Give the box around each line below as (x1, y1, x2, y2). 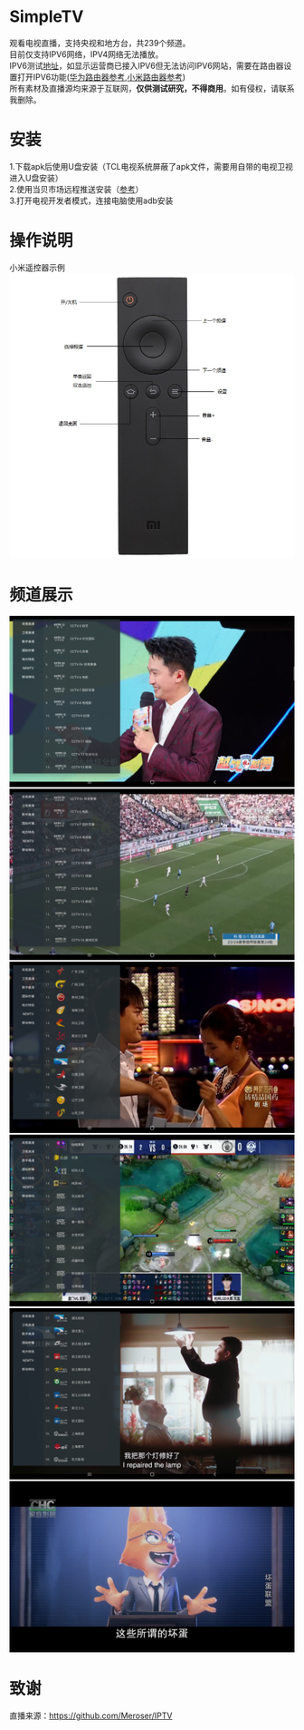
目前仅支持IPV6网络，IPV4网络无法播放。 (9, 48, 164, 60)
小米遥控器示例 (9, 261, 65, 273)
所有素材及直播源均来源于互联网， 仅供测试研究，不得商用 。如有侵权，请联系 (9, 83, 295, 93)
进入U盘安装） (9, 172, 63, 183)
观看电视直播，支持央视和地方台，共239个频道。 (9, 37, 191, 48)
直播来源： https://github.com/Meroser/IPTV (9, 1710, 173, 1721)
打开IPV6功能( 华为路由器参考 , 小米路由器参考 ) (16, 71, 186, 83)
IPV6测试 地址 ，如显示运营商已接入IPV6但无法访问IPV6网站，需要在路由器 (9, 60, 284, 71)
